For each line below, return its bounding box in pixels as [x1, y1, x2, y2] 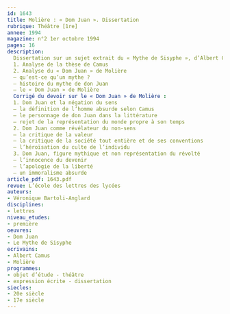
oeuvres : [7, 227, 32, 234]
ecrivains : [7, 246, 38, 253]
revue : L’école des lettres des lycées [7, 182, 121, 189]
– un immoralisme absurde [13, 169, 88, 176]
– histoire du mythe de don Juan [13, 80, 109, 87]
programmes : [7, 265, 41, 271]
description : [7, 49, 44, 56]
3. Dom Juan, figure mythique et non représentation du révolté [13, 150, 201, 158]
